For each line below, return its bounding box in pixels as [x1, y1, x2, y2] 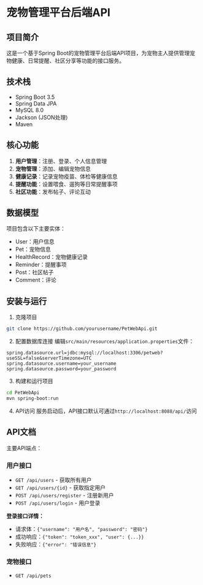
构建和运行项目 [15, 378, 53, 385]
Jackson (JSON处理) [15, 113, 68, 121]
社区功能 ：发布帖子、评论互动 [15, 188, 91, 195]
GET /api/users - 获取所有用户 [15, 476, 92, 483]
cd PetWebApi [6, 390, 40, 396]
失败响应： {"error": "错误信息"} [15, 540, 97, 548]
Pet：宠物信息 [15, 246, 51, 253]
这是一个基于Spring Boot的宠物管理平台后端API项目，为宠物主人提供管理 [6, 50, 190, 56]
